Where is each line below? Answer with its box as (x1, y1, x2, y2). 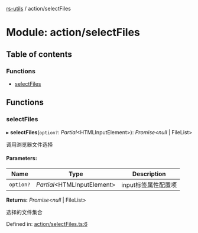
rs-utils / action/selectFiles (6, 5, 71, 12)
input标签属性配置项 (121, 180, 177, 189)
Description (132, 170, 167, 178)
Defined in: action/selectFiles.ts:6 (6, 220, 87, 227)
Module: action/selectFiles (6, 26, 141, 39)
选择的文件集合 (6, 208, 43, 215)
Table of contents (6, 49, 72, 59)
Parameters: (6, 155, 37, 162)
